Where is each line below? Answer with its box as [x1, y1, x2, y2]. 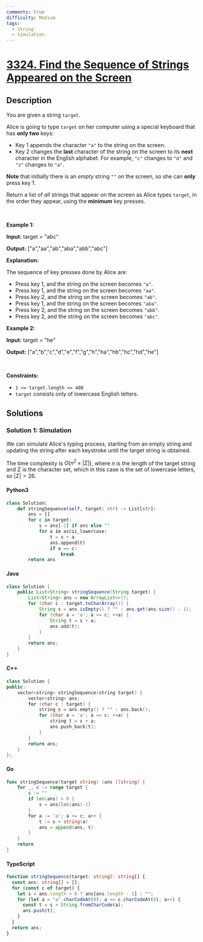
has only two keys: [6, 129, 54, 137]
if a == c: [49, 545, 78, 551]
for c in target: [28, 517, 72, 523]
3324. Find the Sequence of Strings [6, 58, 190, 72]
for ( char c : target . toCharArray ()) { [28, 601, 129, 607]
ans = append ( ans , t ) [38, 824, 94, 830]
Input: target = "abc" [6, 233, 59, 241]
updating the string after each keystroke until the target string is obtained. [6, 446, 191, 454]
